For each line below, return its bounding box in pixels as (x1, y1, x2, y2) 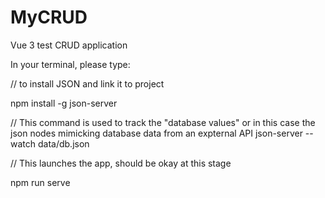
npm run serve (10, 176, 71, 188)
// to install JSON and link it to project (10, 77, 165, 90)
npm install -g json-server (10, 97, 118, 109)
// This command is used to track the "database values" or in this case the (10, 116, 316, 128)
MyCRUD (10, 6, 88, 29)
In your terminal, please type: (10, 58, 131, 70)
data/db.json (37, 137, 90, 150)
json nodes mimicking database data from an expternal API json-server (10, 127, 303, 139)
